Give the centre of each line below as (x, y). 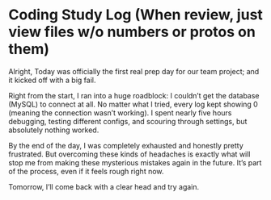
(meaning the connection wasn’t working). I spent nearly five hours (120, 112)
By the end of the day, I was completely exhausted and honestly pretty (126, 145)
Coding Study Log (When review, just (135, 15)
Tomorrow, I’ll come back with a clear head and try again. (104, 186)
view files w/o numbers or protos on (132, 32)
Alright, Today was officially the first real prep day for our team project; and (134, 71)
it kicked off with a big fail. (52, 80)
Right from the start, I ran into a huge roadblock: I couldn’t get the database (134, 95)
